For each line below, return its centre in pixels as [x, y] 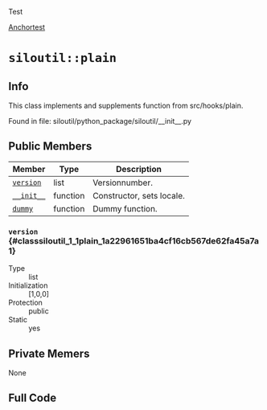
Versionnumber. [122, 182]
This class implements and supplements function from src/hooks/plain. [126, 105]
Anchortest [27, 27]
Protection [25, 303]
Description [139, 169]
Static [18, 320]
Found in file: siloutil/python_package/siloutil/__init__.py [100, 121]
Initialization [28, 285]
